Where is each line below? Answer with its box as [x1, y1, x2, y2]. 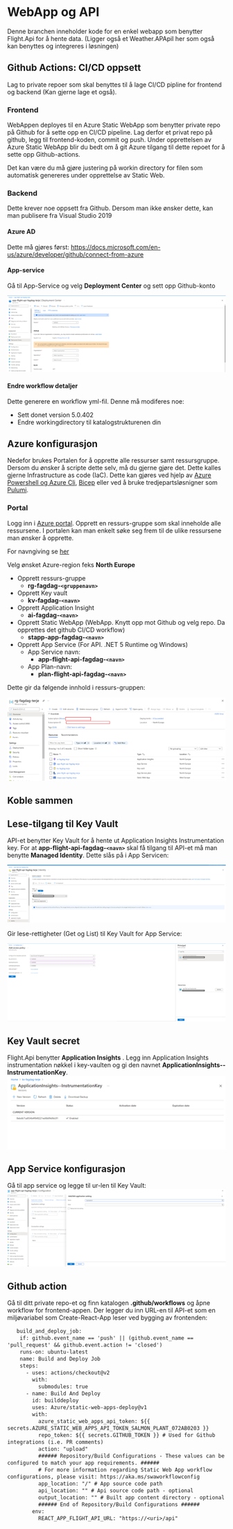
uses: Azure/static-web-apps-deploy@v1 [32, 1404, 148, 1411]
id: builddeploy [32, 1397, 79, 1404]
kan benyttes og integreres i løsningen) [7, 42, 119, 50]
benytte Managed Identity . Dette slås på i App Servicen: [7, 851, 169, 860]
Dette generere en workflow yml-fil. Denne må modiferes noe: [7, 397, 184, 406]
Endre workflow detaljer [7, 382, 78, 390]
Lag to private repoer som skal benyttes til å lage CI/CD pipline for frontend [7, 80, 222, 89]
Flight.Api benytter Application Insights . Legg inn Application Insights [7, 1053, 209, 1062]
